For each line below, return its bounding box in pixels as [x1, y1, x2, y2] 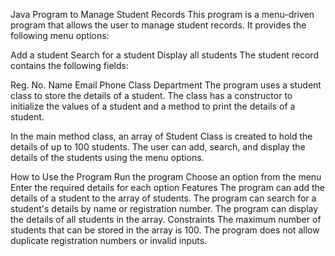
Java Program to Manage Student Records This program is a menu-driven [10, 9, 315, 20]
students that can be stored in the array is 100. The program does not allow [10, 224, 320, 236]
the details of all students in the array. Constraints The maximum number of [10, 214, 322, 225]
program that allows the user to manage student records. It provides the [10, 19, 307, 31]
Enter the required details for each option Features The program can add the [10, 182, 326, 193]
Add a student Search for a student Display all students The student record [10, 49, 319, 61]
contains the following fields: [10, 60, 129, 71]
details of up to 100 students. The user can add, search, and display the [10, 141, 306, 153]
